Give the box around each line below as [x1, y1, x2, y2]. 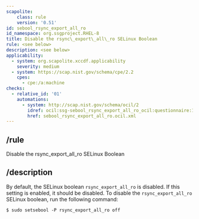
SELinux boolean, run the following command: [6, 195, 118, 202]
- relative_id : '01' [11, 91, 62, 97]
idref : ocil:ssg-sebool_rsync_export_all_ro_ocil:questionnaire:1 [27, 107, 195, 113]
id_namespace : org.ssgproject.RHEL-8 [6, 31, 99, 37]
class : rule [17, 14, 46, 20]
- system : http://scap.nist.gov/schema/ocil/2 [21, 102, 139, 108]
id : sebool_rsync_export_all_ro [6, 25, 86, 31]
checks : [6, 86, 25, 91]
